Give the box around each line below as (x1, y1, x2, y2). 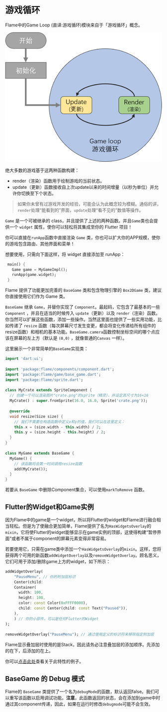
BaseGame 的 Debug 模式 (5, 674, 85, 683)
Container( (14, 585, 37, 590)
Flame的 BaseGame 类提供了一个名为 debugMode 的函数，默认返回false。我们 (5, 689, 155, 695)
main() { (7, 262, 26, 267)
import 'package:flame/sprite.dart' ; (5, 377, 83, 382)
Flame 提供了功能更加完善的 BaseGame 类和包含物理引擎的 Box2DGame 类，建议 (5, 287, 162, 293)
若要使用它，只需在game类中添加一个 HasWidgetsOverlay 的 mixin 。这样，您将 (5, 546, 162, 552)
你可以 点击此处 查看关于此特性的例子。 (5, 658, 83, 665)
